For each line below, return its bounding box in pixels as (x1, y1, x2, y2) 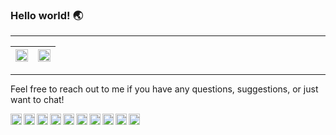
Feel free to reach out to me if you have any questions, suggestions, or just (10, 83, 319, 95)
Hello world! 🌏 (10, 8, 84, 22)
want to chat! (10, 94, 65, 106)
